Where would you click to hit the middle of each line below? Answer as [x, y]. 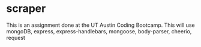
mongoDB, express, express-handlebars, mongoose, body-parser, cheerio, [99, 31]
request [16, 37]
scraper [26, 9]
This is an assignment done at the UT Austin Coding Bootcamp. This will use [100, 25]
